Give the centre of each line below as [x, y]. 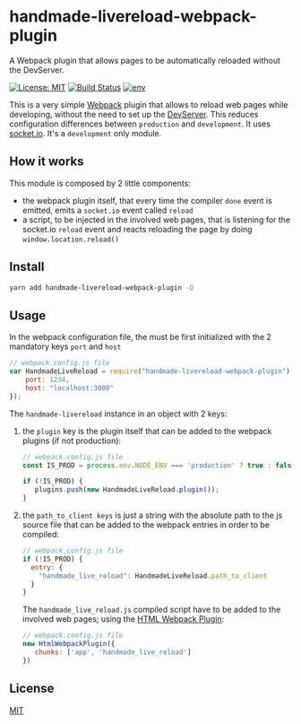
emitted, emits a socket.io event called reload [107, 210]
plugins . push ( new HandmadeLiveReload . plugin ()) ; [127, 490]
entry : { [47, 567]
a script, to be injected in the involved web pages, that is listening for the [156, 219]
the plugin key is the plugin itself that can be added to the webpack [147, 431]
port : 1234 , [47, 379]
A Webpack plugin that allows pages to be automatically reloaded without [145, 60]
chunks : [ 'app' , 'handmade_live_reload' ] [113, 652]
